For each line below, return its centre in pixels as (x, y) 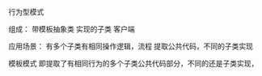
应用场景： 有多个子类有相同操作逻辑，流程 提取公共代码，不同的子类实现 (131, 46)
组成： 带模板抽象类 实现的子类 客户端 (72, 29)
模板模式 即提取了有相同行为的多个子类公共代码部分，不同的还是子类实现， (133, 63)
